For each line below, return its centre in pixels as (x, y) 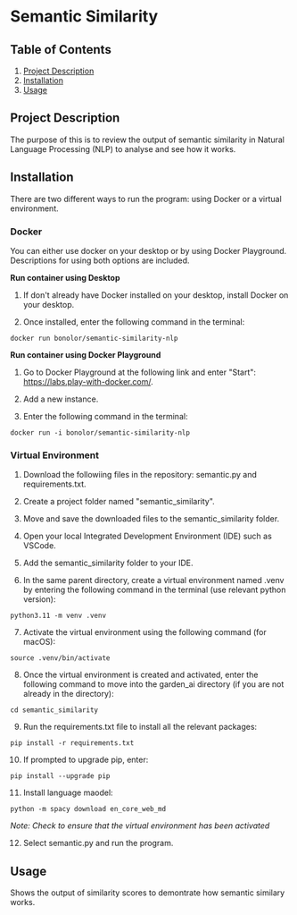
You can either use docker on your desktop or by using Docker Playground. (148, 250)
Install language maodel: (68, 792)
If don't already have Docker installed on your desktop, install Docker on (156, 295)
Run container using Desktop (65, 277)
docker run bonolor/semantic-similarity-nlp (94, 338)
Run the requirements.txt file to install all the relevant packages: (140, 727)
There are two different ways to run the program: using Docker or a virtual (146, 199)
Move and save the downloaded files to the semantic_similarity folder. (151, 519)
